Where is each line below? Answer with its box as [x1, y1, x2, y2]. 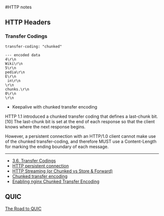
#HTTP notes [5, 4, 32, 10]
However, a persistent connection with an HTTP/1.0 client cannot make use [5, 133, 156, 139]
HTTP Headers [5, 18, 51, 26]
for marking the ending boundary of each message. [5, 144, 109, 150]
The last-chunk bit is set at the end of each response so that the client [14, 118, 155, 124]
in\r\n [7, 78, 21, 83]
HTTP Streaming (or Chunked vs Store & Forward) [12, 168, 113, 174]
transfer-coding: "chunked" [5, 44, 62, 49]
